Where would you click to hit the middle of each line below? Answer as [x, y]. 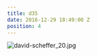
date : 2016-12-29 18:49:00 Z [48, 20]
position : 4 [24, 26]
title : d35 [23, 13]
